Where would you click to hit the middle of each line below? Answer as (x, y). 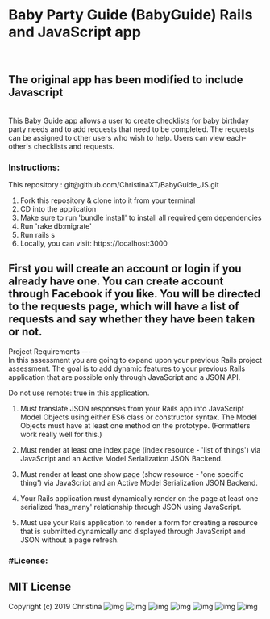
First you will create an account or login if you (125, 269)
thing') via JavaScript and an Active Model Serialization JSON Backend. (139, 482)
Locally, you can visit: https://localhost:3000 (93, 243)
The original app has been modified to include (126, 80)
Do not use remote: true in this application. (79, 393)
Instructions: (34, 167)
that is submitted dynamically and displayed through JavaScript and (133, 531)
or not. (25, 332)
